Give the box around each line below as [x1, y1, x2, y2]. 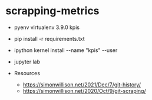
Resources [14, 69, 41, 76]
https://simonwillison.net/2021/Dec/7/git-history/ [22, 81, 141, 88]
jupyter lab [14, 58, 41, 65]
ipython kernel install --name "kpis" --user [14, 46, 118, 54]
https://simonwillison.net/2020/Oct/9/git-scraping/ [22, 87, 146, 94]
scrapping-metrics [5, 4, 100, 18]
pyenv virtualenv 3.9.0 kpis [14, 24, 80, 31]
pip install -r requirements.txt [14, 35, 85, 42]
